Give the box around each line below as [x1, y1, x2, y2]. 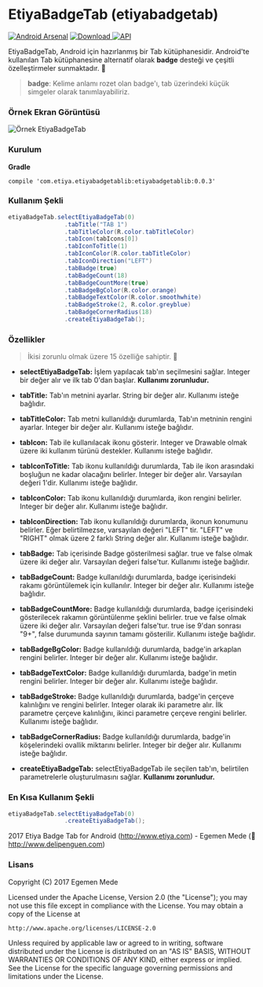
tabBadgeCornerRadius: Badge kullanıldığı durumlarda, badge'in [19, 732, 231, 742]
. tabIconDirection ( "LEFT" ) [64, 257, 153, 265]
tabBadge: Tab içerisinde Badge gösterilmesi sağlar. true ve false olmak [19, 549, 253, 559]
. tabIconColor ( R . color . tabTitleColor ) [64, 250, 192, 258]
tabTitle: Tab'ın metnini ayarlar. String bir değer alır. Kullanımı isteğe [19, 391, 239, 400]
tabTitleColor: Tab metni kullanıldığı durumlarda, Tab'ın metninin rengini [19, 414, 253, 424]
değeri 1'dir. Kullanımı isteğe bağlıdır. [19, 478, 138, 488]
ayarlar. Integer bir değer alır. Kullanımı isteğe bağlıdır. [19, 423, 194, 432]
